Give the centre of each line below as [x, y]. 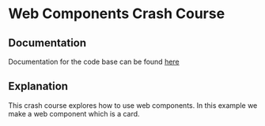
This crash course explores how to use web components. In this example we [133, 105]
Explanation [38, 86]
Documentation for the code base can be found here [94, 61]
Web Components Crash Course [117, 14]
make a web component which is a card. [74, 113]
